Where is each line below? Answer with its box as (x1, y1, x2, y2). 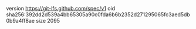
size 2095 (36, 17, 60, 24)
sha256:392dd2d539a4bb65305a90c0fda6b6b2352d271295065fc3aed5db (6, 11, 191, 18)
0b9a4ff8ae (6, 17, 35, 24)
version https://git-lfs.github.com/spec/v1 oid (6, 5, 116, 12)
